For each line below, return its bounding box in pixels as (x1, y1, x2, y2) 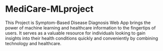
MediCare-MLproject (5, 3, 93, 15)
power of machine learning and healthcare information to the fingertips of (5, 25, 156, 30)
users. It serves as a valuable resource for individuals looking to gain (5, 30, 146, 36)
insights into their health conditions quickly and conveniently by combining (5, 35, 158, 41)
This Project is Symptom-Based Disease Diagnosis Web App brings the (5, 20, 151, 25)
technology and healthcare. (5, 40, 62, 46)
